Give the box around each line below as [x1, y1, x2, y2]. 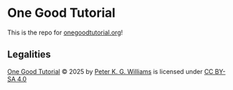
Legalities [7, 49, 51, 60]
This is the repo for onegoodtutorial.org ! [7, 28, 123, 37]
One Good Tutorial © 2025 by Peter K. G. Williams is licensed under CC [7, 67, 214, 75]
